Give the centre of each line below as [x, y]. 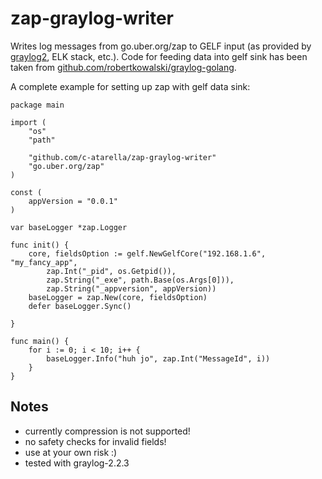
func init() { [40, 245]
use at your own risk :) [71, 452]
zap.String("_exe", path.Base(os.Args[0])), [140, 280]
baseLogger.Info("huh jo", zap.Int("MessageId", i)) [158, 358]
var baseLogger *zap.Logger [69, 227]
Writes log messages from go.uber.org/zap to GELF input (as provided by [161, 46]
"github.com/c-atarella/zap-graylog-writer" [122, 157]
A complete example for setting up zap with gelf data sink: [130, 86]
